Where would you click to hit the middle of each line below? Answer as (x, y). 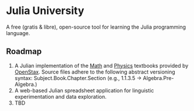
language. (18, 33)
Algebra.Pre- (158, 78)
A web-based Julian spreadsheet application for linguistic (84, 90)
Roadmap (24, 52)
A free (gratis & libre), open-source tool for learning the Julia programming (96, 27)
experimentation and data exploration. (60, 96)
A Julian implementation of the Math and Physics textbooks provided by (101, 65)
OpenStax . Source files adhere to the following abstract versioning (95, 72)
